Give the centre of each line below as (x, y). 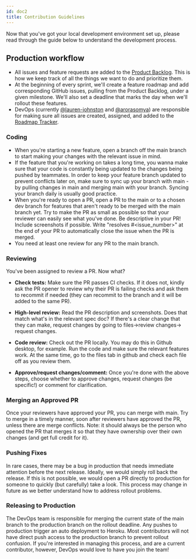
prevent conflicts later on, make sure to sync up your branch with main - (102, 181)
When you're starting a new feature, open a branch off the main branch (100, 150)
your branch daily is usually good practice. (66, 193)
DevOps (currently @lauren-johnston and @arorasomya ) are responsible (102, 109)
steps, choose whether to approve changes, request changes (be (93, 379)
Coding (17, 137)
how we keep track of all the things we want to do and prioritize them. (99, 78)
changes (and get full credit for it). (47, 438)
